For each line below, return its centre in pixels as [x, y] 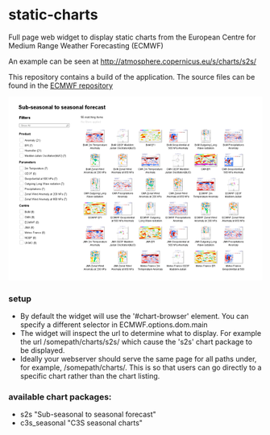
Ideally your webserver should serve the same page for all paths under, [138, 359]
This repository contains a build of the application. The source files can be [132, 77]
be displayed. [42, 350]
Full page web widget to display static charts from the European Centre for [132, 37]
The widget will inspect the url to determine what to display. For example [141, 333]
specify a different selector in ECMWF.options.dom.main [114, 325]
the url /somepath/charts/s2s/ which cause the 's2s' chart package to [136, 342]
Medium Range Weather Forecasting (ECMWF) [86, 45]
